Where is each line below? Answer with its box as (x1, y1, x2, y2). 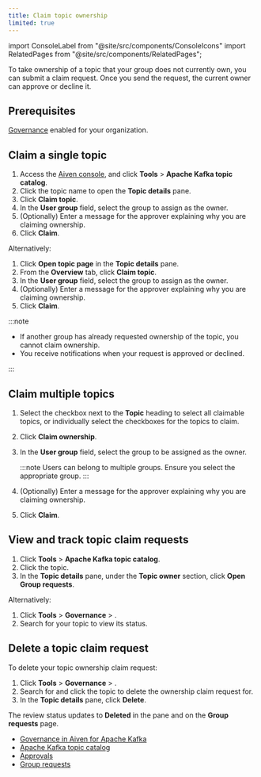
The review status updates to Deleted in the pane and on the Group (8, 710, 229, 720)
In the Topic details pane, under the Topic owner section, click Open (19, 571, 246, 580)
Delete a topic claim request (8, 641, 149, 655)
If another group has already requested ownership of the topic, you (19, 332, 239, 342)
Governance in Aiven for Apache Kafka (19, 734, 147, 744)
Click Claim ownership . (19, 431, 97, 441)
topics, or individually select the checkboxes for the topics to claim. (19, 416, 240, 426)
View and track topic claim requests (8, 533, 189, 547)
